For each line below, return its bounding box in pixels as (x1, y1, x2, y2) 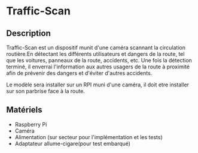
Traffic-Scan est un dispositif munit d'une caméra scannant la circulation (6, 44, 185, 51)
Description (6, 28, 51, 38)
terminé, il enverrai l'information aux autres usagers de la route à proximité (6, 63, 190, 70)
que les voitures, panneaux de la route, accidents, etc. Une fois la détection (6, 57, 193, 64)
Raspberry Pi (14, 121, 47, 128)
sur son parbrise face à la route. (6, 88, 86, 94)
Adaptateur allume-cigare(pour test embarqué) (14, 140, 130, 147)
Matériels (6, 105, 43, 115)
